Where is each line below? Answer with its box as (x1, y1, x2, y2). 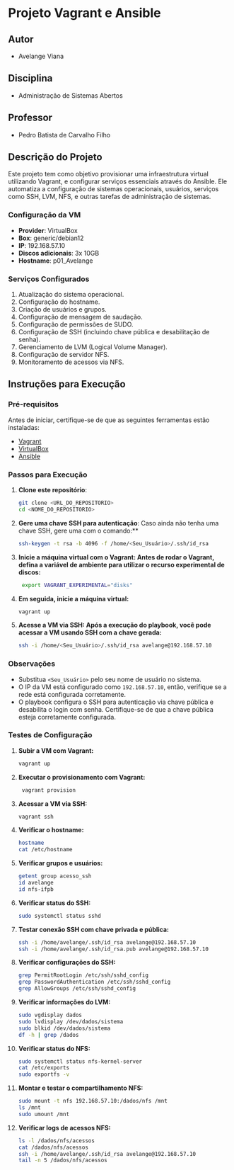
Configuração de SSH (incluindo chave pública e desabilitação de (18, 328, 210, 336)
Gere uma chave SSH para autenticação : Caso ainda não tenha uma (18, 518, 219, 527)
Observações (8, 659, 56, 669)
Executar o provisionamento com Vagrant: (18, 773, 146, 781)
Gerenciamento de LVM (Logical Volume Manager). (18, 343, 168, 351)
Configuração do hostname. (18, 297, 100, 306)
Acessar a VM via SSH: (18, 799, 88, 808)
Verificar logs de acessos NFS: (18, 1123, 112, 1132)
